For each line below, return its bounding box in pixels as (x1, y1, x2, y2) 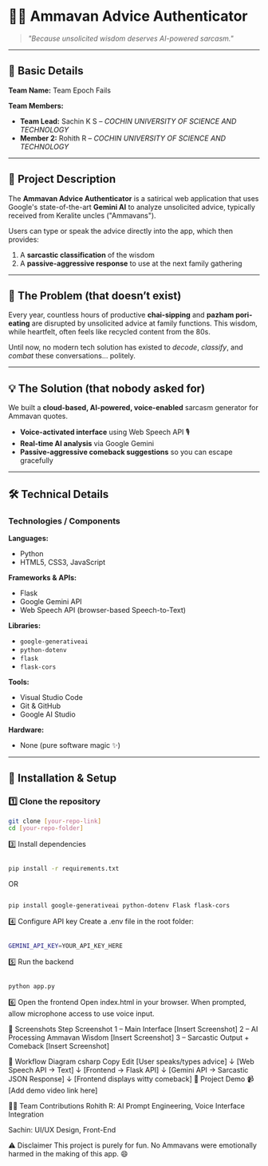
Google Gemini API (19, 596, 82, 606)
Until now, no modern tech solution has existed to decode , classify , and (8, 342, 243, 352)
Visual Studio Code (19, 692, 84, 702)
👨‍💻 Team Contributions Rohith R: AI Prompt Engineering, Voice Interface (8, 1101, 246, 1110)
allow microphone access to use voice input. (8, 1009, 155, 1018)
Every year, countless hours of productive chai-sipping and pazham (8, 310, 235, 320)
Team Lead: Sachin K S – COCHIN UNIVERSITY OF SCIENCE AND (19, 116, 237, 126)
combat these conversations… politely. (8, 351, 136, 361)
